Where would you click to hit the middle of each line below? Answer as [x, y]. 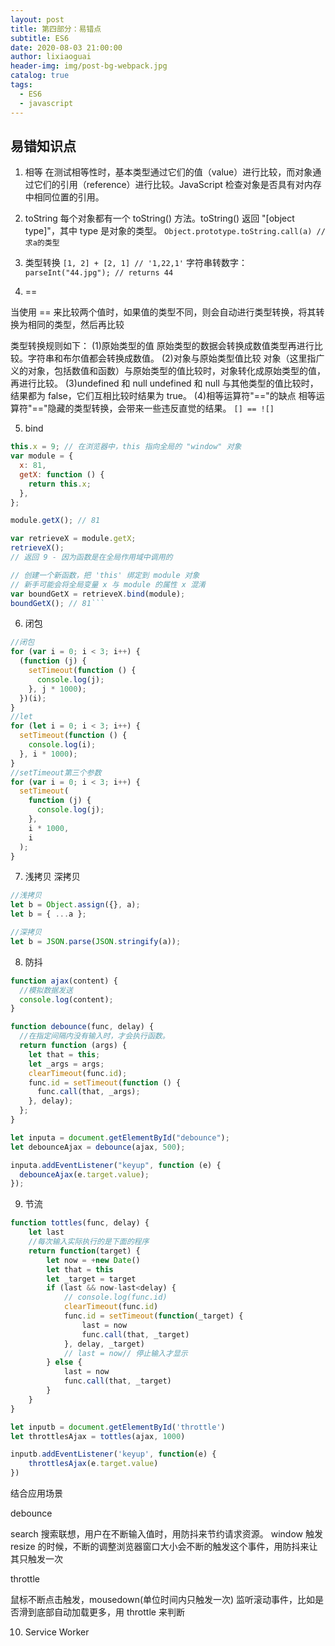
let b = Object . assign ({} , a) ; [75, 905]
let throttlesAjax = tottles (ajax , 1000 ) [98, 1436]
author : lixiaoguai [51, 57]
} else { [64, 1362]
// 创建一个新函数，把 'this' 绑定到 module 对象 [105, 575]
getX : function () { [62, 474]
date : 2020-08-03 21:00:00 [66, 47]
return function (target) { [84, 1251]
